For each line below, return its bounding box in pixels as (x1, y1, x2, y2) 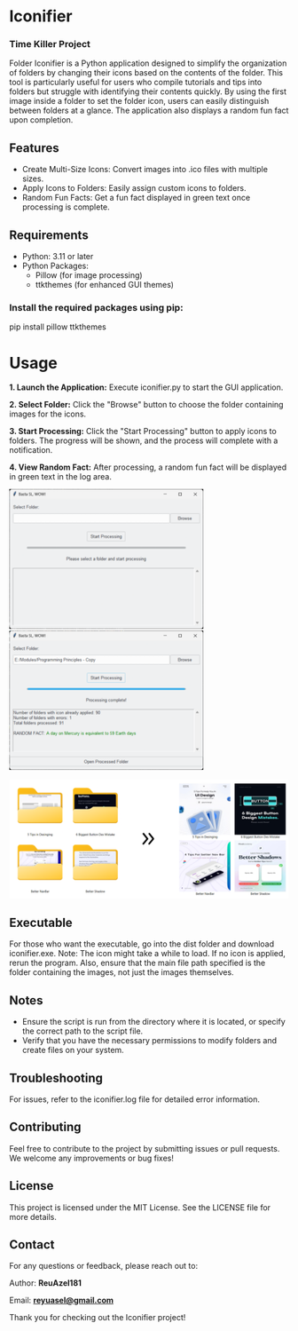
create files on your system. (21, 1045, 124, 1056)
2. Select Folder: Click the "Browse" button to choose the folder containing (9, 400, 284, 410)
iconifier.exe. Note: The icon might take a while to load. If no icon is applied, (9, 948, 286, 959)
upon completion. (9, 115, 74, 125)
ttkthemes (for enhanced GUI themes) (35, 280, 175, 290)
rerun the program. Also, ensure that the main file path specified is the (9, 957, 266, 969)
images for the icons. (9, 408, 87, 419)
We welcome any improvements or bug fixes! (9, 1153, 175, 1163)
